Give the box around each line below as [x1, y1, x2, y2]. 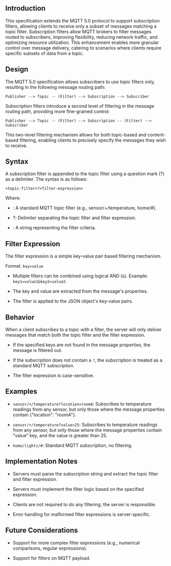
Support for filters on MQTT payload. [12, 555, 91, 561]
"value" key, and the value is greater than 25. [12, 432, 108, 438]
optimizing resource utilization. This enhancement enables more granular [5, 39, 159, 45]
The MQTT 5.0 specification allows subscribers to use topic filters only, [5, 79, 155, 85]
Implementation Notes [5, 457, 78, 466]
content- [147, 131, 166, 137]
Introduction [5, 4, 46, 13]
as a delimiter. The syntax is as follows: [5, 176, 88, 182]
